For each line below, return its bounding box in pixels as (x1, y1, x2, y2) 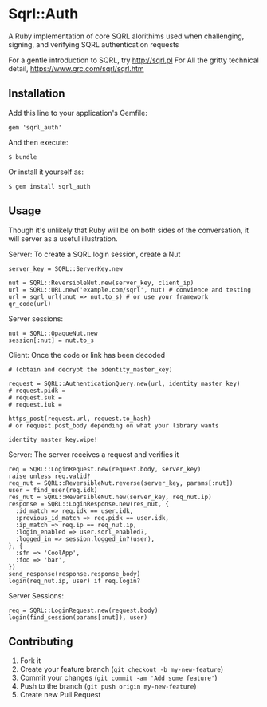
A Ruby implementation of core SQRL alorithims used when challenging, (8, 31, 245, 41)
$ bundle (8, 153, 37, 161)
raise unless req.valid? (8, 472, 91, 480)
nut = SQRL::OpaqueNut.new (8, 329, 98, 337)
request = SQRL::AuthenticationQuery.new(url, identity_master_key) (8, 379, 241, 387)
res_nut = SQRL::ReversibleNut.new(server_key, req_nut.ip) (8, 493, 213, 501)
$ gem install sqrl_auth (8, 182, 91, 190)
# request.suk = (8, 393, 62, 402)
